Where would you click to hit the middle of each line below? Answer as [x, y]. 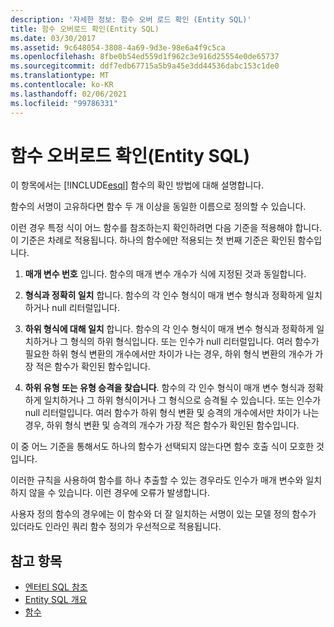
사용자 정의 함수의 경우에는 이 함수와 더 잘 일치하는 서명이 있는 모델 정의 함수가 [163, 514]
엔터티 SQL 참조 [56, 587]
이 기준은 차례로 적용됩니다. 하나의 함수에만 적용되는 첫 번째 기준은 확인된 [153, 240]
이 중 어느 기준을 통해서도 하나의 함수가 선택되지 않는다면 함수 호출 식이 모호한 [162, 447]
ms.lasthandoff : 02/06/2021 [69, 94]
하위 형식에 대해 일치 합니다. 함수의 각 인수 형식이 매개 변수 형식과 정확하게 [169, 329]
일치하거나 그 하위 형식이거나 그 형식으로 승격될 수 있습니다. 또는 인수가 [182, 400]
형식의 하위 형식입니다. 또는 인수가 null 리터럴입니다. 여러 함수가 [195, 342]
